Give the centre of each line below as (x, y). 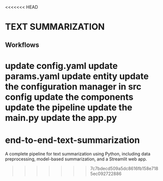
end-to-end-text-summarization (72, 140)
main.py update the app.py (61, 118)
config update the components (69, 97)
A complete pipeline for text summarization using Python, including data (78, 154)
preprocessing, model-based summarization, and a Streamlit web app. (76, 159)
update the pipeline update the (69, 107)
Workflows (22, 45)
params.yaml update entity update (77, 76)
